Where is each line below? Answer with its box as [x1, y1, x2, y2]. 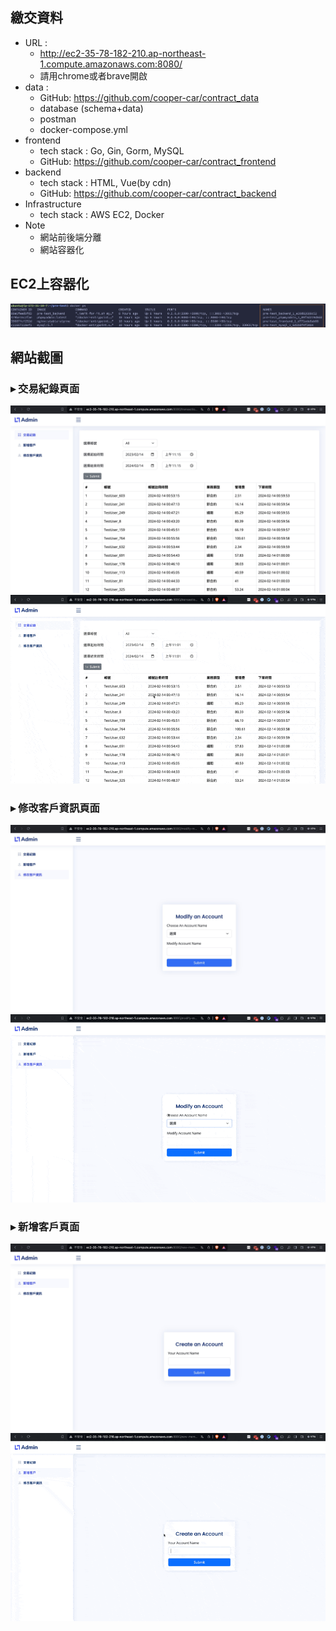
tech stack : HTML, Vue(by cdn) [39, 176, 172, 188]
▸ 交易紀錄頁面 [10, 381, 80, 395]
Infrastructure [24, 198, 82, 210]
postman [39, 113, 77, 125]
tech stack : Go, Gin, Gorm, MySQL [39, 144, 185, 157]
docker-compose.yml [39, 123, 128, 135]
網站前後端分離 [39, 231, 102, 243]
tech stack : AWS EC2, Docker [39, 208, 165, 220]
